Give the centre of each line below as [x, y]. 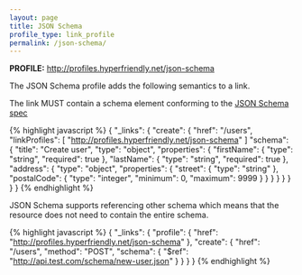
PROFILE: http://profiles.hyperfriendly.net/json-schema [112, 69]
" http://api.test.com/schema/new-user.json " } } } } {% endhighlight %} [140, 261]
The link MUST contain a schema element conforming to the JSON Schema [149, 104]
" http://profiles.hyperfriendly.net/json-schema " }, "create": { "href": [135, 242]
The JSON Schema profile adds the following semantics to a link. [130, 86]
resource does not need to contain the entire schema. [109, 215]
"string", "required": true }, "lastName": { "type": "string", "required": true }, [149, 160]
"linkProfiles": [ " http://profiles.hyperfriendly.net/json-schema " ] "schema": [149, 140]
